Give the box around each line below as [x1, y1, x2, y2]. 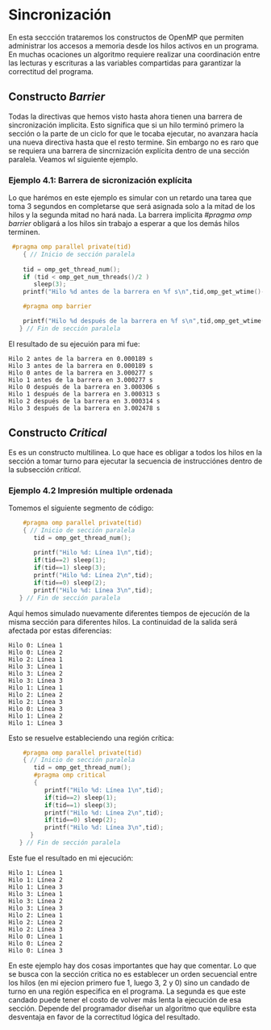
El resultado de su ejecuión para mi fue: [8, 339, 140, 349]
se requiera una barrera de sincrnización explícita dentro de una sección [8, 145, 250, 155]
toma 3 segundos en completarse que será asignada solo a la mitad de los [8, 202, 256, 211]
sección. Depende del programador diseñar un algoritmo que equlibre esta [8, 1003, 256, 1013]
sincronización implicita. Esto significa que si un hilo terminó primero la [8, 119, 244, 130]
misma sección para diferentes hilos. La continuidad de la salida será [8, 617, 238, 626]
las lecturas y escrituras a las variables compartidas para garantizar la [8, 58, 242, 68]
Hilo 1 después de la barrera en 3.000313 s [8, 390, 161, 398]
